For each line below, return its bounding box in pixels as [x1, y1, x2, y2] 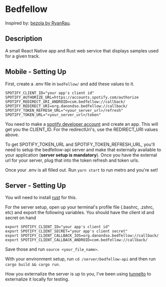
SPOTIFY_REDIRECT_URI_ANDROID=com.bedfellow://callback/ [5, 99, 126, 104]
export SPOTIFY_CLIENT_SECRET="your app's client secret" [5, 229, 128, 234]
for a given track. [5, 53, 40, 59]
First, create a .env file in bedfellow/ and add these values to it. [5, 81, 135, 87]
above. [5, 131, 19, 138]
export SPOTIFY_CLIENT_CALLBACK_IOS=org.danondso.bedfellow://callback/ [5, 233, 159, 238]
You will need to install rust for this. [5, 195, 77, 201]
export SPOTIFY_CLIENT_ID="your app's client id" [5, 225, 110, 230]
